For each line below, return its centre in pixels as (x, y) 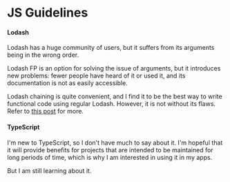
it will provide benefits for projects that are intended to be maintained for (110, 149)
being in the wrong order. (43, 55)
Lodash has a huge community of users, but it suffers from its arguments (111, 48)
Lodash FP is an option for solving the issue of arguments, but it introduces (114, 69)
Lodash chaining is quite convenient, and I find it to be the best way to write (115, 97)
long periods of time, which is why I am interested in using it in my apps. (110, 157)
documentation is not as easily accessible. (67, 83)
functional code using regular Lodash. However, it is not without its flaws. (112, 104)
